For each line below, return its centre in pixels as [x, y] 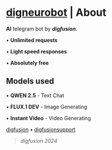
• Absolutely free [27, 63]
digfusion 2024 [39, 141]
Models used [30, 81]
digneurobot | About [56, 13]
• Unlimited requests [32, 40]
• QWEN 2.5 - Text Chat [35, 95]
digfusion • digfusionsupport [41, 129]
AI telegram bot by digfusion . [42, 29]
